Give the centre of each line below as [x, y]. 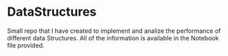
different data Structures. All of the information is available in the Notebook [113, 38]
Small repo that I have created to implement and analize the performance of [114, 31]
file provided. [26, 45]
